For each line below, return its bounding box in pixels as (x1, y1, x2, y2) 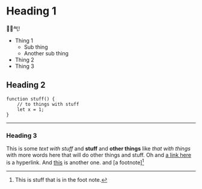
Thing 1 (14, 37, 33, 44)
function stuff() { (6, 96, 55, 102)
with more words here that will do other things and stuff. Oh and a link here (6, 152, 191, 159)
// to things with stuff (17, 101, 79, 107)
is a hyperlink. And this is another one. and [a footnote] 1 (6, 158, 144, 166)
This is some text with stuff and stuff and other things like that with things (6, 145, 191, 152)
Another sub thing (23, 49, 69, 57)
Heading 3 (6, 131, 37, 140)
